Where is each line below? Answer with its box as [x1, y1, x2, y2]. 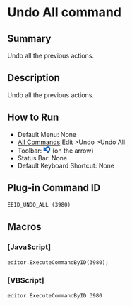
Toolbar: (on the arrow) [17, 146, 94, 155]
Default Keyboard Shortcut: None [17, 161, 115, 170]
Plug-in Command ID [7, 182, 101, 194]
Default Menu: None [17, 130, 76, 138]
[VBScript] [7, 275, 44, 285]
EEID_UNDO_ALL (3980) [7, 202, 71, 209]
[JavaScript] [7, 242, 52, 252]
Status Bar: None [17, 153, 68, 162]
